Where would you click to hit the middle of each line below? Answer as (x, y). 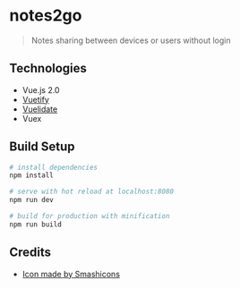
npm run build (36, 224)
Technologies (48, 68)
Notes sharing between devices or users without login (131, 40)
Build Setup (42, 147)
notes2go (46, 16)
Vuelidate (40, 109)
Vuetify (35, 99)
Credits (30, 253)
